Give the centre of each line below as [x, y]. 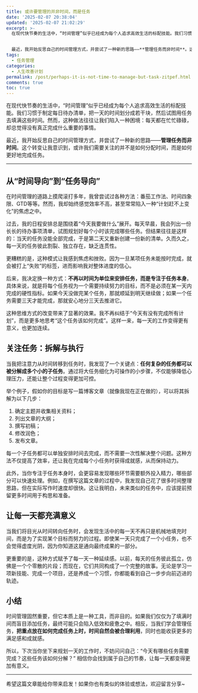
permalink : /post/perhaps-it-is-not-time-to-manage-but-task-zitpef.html [99, 77]
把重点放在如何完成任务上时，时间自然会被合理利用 [78, 631]
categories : [21, 66]
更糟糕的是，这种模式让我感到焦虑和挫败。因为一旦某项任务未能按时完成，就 [99, 258]
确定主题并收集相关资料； [46, 411]
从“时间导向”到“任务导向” [53, 181]
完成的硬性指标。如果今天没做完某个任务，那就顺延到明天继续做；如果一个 [96, 293]
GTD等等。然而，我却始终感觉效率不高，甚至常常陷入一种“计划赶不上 [100, 203]
